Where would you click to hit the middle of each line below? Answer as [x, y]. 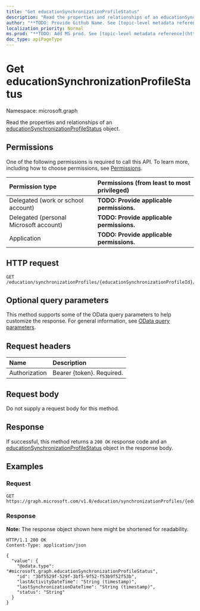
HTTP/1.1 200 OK [26, 540]
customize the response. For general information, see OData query [88, 321]
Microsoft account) [36, 225]
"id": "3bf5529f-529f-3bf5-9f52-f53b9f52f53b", [77, 576]
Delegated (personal [38, 217]
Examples [25, 466]
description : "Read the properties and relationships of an [82, 17]
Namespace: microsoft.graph [42, 110]
